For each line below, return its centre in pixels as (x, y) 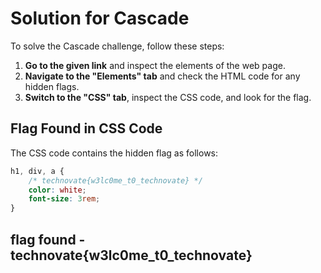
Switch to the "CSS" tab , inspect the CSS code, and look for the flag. (168, 97)
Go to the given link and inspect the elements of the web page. (155, 65)
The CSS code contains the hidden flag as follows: (114, 153)
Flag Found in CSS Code (86, 128)
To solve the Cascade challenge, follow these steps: (117, 46)
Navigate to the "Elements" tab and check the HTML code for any (162, 76)
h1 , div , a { (37, 171)
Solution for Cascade (100, 18)
